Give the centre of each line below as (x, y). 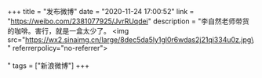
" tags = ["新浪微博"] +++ (49, 66)
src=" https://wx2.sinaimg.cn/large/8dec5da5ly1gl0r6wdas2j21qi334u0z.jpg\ (131, 40)
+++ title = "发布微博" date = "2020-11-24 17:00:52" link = (101, 11)
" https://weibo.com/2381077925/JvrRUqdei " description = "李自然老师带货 (129, 21)
